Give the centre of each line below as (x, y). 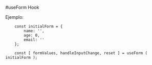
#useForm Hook (22, 7)
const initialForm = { (39, 26)
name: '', (34, 31)
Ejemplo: (15, 17)
